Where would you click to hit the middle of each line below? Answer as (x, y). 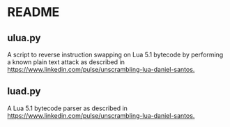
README (33, 12)
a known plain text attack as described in (66, 62)
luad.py (24, 91)
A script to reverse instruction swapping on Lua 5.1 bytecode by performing (115, 54)
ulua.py (24, 38)
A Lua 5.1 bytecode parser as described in (67, 108)
